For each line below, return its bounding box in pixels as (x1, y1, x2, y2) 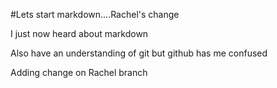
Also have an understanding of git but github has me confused (10, 47, 268, 59)
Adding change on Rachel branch (10, 67, 148, 78)
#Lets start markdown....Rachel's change (10, 9, 180, 20)
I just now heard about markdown (10, 28, 149, 39)
